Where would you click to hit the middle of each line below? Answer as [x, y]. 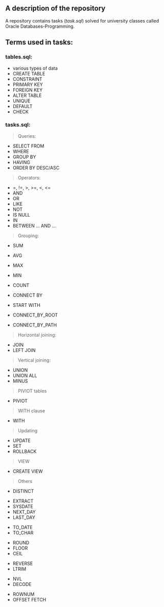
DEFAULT [22, 106]
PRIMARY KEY [28, 85]
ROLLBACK [25, 451]
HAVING [21, 162]
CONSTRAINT [27, 79]
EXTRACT [23, 501]
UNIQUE [21, 101]
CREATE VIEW [28, 471]
